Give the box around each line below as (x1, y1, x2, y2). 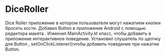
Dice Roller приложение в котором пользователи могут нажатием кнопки (5, 20, 161, 26)
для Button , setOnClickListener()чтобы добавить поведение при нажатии (5, 41, 160, 47)
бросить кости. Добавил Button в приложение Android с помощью (5, 25, 146, 31)
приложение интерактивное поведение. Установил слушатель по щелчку (5, 36, 161, 42)
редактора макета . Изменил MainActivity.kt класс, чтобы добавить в (5, 30, 151, 36)
